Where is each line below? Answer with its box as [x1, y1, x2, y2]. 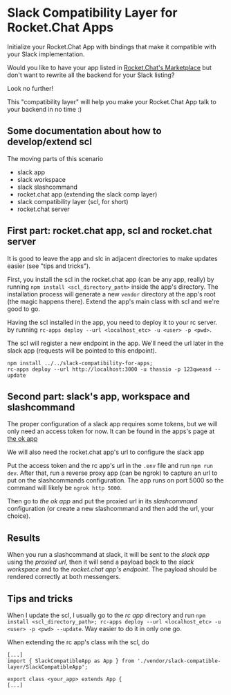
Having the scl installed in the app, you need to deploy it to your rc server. [7, 318, 218, 326]
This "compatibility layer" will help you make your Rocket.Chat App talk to [7, 97, 216, 106]
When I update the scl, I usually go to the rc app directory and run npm [7, 611, 206, 619]
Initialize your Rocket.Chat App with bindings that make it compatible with [7, 42, 216, 51]
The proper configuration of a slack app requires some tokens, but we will [7, 420, 218, 428]
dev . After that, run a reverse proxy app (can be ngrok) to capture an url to [7, 469, 218, 477]
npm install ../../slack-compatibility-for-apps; [7, 360, 154, 367]
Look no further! [7, 84, 54, 92]
